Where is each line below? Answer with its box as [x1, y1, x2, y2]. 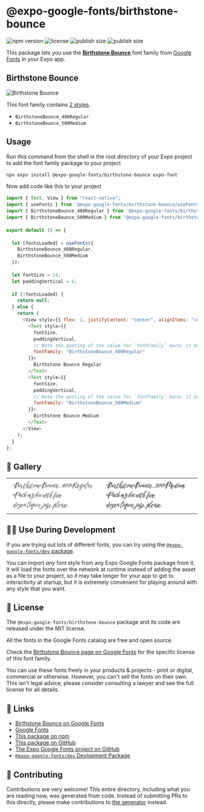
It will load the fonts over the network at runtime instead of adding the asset [6, 566, 196, 573]
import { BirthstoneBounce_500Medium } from [6, 214, 121, 221]
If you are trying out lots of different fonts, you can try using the [6, 541, 166, 548]
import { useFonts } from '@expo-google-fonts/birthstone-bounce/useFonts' [6, 201, 202, 208]
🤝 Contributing [6, 770, 63, 780]
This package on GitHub [15, 739, 76, 746]
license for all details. [6, 686, 59, 693]
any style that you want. [6, 584, 67, 592]
